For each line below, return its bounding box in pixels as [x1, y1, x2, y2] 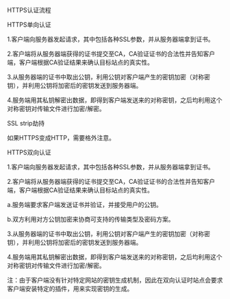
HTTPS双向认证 [7, 148, 51, 156]
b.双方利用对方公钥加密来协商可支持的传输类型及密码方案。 [7, 215, 175, 223]
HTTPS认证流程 [7, 6, 51, 14]
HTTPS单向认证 [7, 21, 51, 29]
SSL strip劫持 [7, 119, 45, 127]
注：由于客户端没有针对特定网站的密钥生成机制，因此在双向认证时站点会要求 [7, 276, 223, 284]
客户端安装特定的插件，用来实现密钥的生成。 [7, 285, 133, 293]
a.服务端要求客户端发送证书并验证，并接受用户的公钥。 [7, 201, 162, 208]
